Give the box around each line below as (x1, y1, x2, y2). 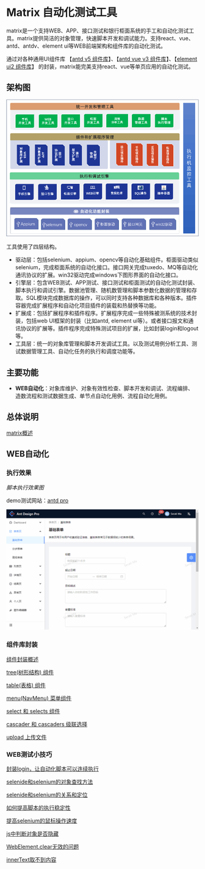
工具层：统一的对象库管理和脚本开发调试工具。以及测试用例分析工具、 (15, 340, 192, 347)
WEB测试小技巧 (6, 750, 52, 758)
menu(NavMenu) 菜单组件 (6, 694, 72, 702)
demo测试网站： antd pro (6, 496, 69, 504)
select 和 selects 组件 (6, 707, 60, 714)
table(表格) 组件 (6, 682, 46, 689)
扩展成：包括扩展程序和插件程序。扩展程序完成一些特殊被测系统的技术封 (15, 310, 197, 317)
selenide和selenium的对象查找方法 (6, 778, 93, 785)
